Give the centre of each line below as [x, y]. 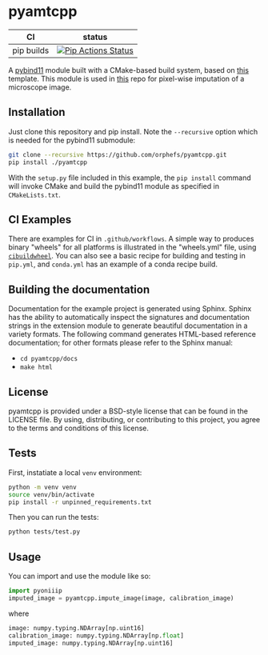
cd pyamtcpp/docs [49, 359]
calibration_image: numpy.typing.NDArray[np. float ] [96, 635]
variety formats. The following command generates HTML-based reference [132, 334]
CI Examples [40, 220]
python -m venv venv [43, 487]
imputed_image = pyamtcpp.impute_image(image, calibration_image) [121, 598]
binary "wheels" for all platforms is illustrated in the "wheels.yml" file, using [132, 247]
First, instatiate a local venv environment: [75, 472]
